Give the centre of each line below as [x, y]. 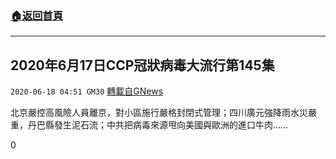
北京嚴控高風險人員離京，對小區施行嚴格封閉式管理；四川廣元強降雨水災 [159, 113]
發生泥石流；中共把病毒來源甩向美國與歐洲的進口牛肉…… [171, 125]
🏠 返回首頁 [37, 15]
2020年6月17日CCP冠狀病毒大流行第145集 [142, 65]
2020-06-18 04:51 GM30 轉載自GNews [87, 91]
